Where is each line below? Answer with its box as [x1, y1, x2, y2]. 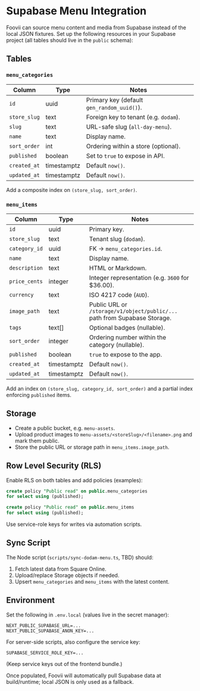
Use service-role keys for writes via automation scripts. [6, 520, 142, 528]
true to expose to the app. [89, 350, 162, 358]
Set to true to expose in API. [86, 151, 165, 160]
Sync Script [6, 538, 51, 548]
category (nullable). [89, 340, 145, 349]
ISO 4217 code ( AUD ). [89, 290, 149, 299]
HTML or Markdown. [89, 264, 147, 272]
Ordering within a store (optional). [86, 142, 180, 150]
